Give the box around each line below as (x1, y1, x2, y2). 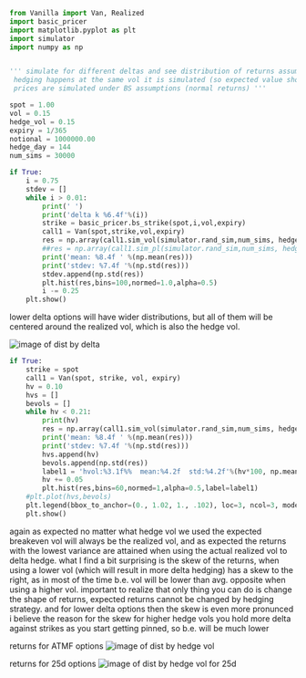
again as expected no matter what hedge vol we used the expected (9, 526, 262, 537)
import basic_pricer (9, 16, 88, 26)
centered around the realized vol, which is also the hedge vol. (9, 321, 240, 332)
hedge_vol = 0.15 (9, 117, 76, 127)
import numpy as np (9, 42, 84, 52)
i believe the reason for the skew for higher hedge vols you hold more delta (9, 612, 291, 624)
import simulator (9, 34, 76, 43)
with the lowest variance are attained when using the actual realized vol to (9, 545, 288, 556)
